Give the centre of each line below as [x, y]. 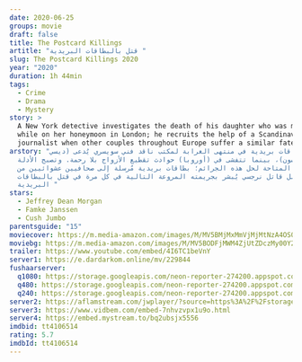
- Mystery [36, 110]
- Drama [32, 101]
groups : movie [36, 26]
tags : [19, 84]
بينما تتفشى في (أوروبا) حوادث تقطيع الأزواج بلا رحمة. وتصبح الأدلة [144, 159]
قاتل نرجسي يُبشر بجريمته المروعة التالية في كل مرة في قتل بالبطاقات [150, 176]
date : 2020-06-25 [42, 18]
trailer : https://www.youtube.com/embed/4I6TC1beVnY [110, 252]
